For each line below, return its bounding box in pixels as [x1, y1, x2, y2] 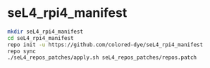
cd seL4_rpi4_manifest [7, 34, 74, 41]
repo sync [7, 48, 37, 55]
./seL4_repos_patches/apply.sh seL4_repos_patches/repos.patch [7, 54, 197, 61]
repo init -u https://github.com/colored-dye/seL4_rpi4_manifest [7, 41, 203, 48]
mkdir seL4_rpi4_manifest [7, 28, 83, 35]
